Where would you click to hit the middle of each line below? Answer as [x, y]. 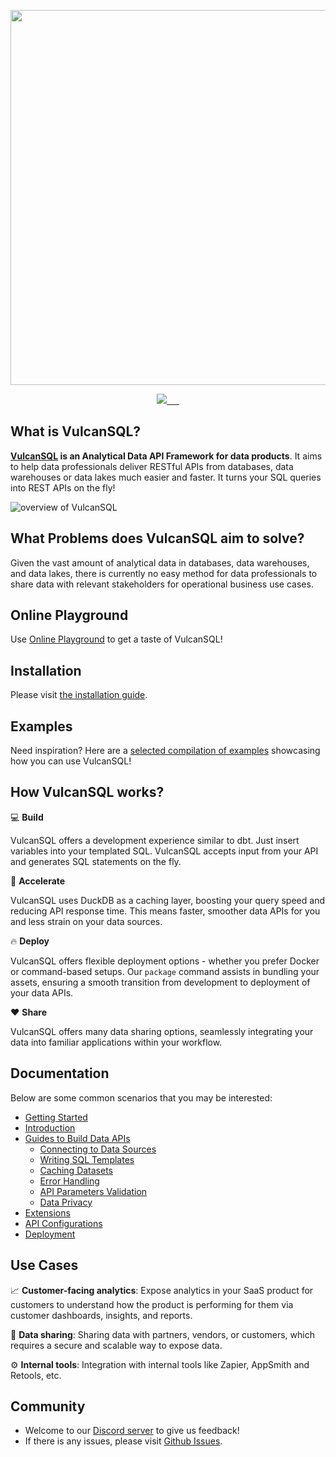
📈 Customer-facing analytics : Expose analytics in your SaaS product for [162, 1290]
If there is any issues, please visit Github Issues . [123, 1441]
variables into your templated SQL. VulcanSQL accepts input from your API [164, 851]
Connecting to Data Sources [98, 1149]
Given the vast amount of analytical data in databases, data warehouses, [160, 562]
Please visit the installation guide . [79, 695]
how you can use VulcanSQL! [71, 761]
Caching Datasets [76, 1170]
